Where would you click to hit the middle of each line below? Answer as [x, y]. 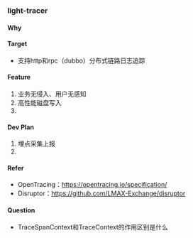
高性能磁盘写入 [39, 102]
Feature [19, 77]
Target [17, 44]
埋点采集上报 [36, 144]
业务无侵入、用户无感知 [52, 94]
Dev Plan [21, 127]
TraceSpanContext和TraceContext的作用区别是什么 [93, 227]
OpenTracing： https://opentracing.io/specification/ [92, 185]
